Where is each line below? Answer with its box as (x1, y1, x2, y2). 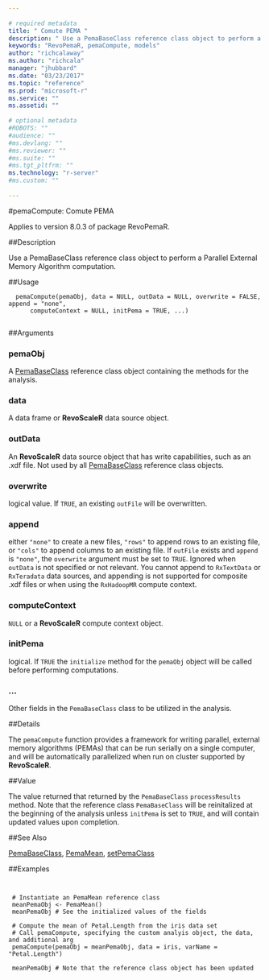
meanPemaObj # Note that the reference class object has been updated (11, 964, 254, 973)
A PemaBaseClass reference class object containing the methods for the (8, 366, 250, 376)
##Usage (8, 277, 39, 287)
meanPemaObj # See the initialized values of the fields (11, 908, 207, 916)
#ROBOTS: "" (8, 124, 48, 132)
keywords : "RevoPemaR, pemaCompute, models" (8, 42, 160, 50)
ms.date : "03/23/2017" (8, 72, 85, 80)
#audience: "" (8, 131, 56, 139)
